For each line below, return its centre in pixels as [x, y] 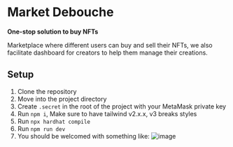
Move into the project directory [62, 99]
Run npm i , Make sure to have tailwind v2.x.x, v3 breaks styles [107, 113]
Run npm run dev [41, 128]
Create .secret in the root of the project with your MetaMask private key [121, 106]
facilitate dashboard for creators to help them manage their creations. [107, 52]
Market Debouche [61, 12]
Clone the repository [47, 91]
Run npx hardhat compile [54, 121]
